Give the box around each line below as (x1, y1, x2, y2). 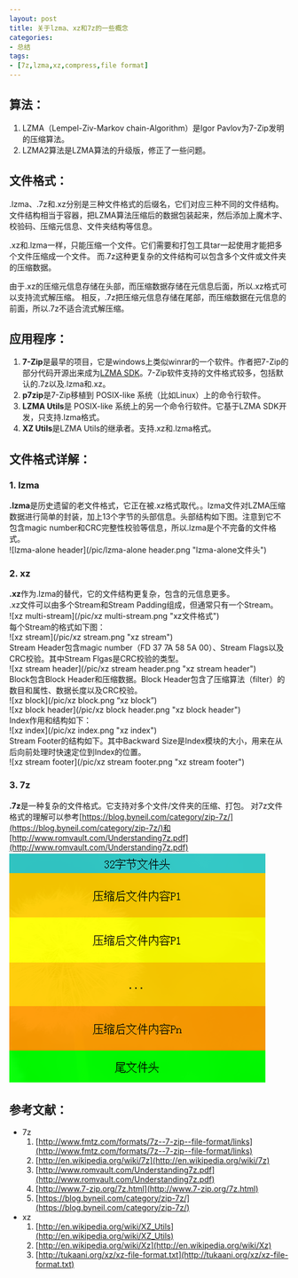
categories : (9, 33, 53, 42)
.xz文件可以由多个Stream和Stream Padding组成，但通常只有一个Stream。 (9, 599, 278, 610)
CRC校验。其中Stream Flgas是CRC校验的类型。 (9, 654, 184, 664)
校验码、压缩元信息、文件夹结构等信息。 (9, 220, 157, 231)
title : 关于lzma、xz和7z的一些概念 (9, 23, 129, 33)
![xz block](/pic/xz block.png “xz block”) (9, 695, 158, 706)
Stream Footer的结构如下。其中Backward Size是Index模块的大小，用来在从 (9, 735, 284, 746)
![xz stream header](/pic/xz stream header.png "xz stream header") (9, 663, 257, 674)
